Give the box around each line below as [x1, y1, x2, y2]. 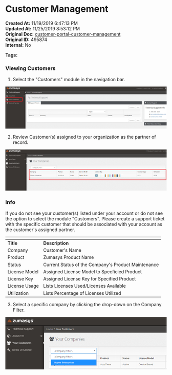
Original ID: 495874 [5, 36, 48, 43]
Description [43, 240, 69, 246]
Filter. [12, 307, 25, 313]
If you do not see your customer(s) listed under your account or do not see [5, 210, 163, 216]
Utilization [7, 290, 29, 296]
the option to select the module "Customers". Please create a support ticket [5, 216, 165, 222]
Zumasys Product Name [43, 254, 94, 260]
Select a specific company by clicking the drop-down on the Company [12, 302, 162, 308]
